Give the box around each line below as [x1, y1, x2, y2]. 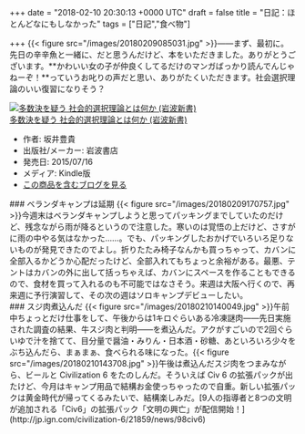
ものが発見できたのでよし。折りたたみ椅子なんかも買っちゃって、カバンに [16, 244, 297, 254]
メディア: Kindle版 [22, 168, 91, 179]
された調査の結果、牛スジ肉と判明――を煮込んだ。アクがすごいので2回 [9, 324, 278, 335]
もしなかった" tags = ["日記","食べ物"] [48, 18, 191, 29]
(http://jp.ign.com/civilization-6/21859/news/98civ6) [9, 414, 207, 425]
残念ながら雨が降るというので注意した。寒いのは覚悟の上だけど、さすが [25, 222, 296, 232]
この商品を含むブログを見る [22, 180, 127, 190]
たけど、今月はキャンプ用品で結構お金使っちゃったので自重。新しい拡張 [9, 381, 280, 391]
